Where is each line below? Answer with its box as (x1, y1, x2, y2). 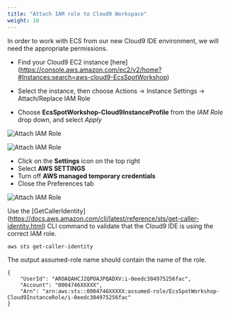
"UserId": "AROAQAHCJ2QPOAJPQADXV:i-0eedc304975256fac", (20, 275, 192, 282)
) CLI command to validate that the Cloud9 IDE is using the (43, 221, 214, 230)
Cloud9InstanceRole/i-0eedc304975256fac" (7, 293, 132, 301)
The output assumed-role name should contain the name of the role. (7, 255, 207, 264)
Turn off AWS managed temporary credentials (17, 172, 156, 180)
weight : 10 (7, 17, 40, 24)
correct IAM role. (7, 229, 57, 237)
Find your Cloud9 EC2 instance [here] (17, 57, 128, 66)
